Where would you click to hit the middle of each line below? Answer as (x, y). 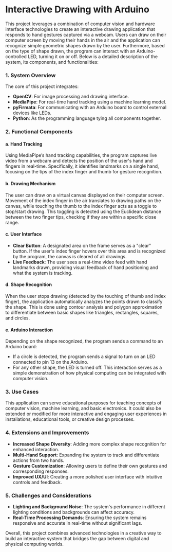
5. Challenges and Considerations (48, 495)
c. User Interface (24, 234)
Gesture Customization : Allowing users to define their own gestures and (90, 466)
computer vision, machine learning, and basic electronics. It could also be (83, 408)
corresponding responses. (41, 471)
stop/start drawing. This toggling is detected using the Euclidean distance (83, 211)
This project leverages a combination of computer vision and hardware (80, 24)
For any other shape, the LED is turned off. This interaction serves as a (87, 368)
